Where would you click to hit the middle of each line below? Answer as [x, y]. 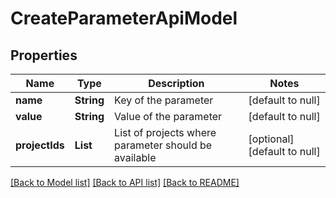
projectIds [40, 145]
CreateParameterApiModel [124, 18]
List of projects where [165, 132]
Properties [44, 55]
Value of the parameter [168, 116]
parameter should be [163, 145]
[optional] [271, 139]
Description [176, 83]
